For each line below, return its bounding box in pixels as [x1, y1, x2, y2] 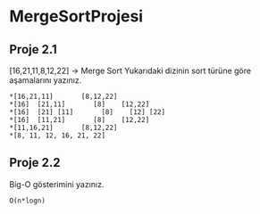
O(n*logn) [9, 196, 46, 205]
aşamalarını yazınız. [9, 75, 82, 86]
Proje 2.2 [9, 155, 61, 170]
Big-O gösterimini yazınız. [9, 178, 105, 189]
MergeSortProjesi [9, 6, 144, 27]
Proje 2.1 [9, 42, 58, 57]
